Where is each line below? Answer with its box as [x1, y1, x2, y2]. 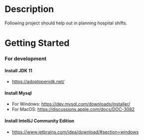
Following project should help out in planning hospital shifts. [4, 20, 128, 26]
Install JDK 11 [4, 67, 33, 73]
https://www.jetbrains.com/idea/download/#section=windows [11, 129, 139, 135]
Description [4, 3, 54, 15]
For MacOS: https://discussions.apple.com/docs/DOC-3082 [11, 106, 135, 113]
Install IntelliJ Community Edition [4, 118, 74, 124]
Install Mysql [4, 90, 32, 96]
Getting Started [4, 37, 70, 49]
